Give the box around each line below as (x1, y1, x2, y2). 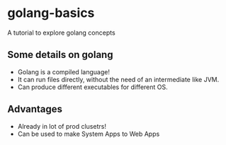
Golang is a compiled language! (17, 67, 110, 76)
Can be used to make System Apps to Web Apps (17, 129, 160, 138)
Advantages (7, 103, 62, 115)
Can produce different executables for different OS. (17, 83, 168, 91)
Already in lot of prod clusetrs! (17, 122, 106, 130)
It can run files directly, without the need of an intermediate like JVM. (17, 75, 220, 83)
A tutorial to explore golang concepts (7, 28, 115, 37)
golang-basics (7, 5, 95, 21)
